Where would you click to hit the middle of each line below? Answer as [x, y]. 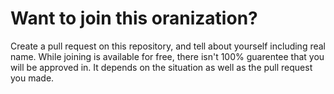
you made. [32, 78]
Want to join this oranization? [134, 18]
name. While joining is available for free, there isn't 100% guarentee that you [167, 56]
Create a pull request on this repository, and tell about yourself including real [168, 46]
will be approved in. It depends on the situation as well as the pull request [161, 67]
